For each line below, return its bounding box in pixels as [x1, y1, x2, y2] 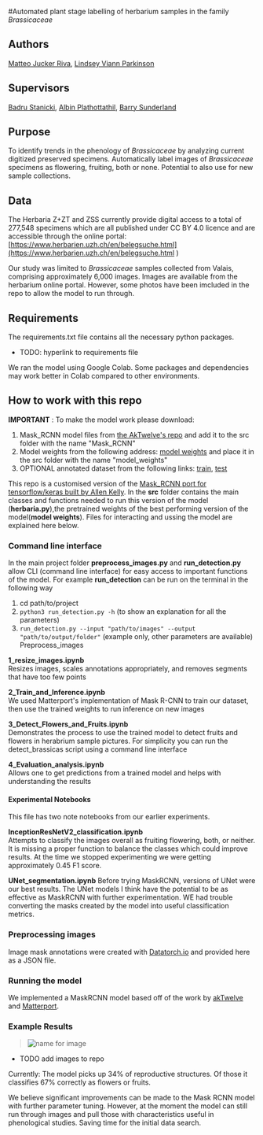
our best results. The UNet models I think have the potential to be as [8, 885, 229, 894]
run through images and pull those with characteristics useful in [8, 1110, 214, 1119]
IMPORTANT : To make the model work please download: [8, 415, 195, 424]
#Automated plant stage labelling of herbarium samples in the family [8, 7, 229, 16]
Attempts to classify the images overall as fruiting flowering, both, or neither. [8, 836, 256, 845]
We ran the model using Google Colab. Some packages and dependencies [8, 363, 250, 372]
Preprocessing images [8, 929, 96, 940]
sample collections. [8, 171, 71, 180]
